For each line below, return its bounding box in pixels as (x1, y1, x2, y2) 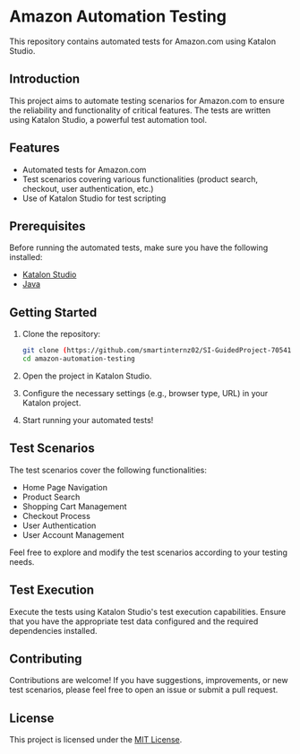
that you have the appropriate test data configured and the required (9, 616, 259, 627)
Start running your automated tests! (21, 414, 154, 425)
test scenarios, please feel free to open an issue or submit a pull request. (9, 684, 279, 696)
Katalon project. (21, 397, 81, 408)
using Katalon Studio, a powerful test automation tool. (9, 114, 208, 125)
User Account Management (21, 529, 124, 540)
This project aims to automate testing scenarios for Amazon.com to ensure (9, 95, 285, 106)
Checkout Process (21, 510, 91, 521)
